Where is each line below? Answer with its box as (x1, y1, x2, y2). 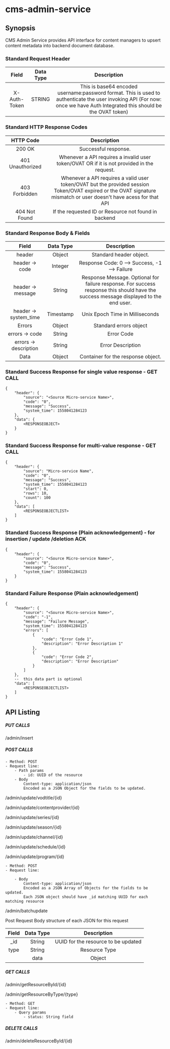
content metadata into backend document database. (5, 43, 115, 49)
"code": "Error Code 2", (41, 654, 94, 659)
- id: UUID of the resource (23, 772, 82, 778)
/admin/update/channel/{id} (5, 834, 63, 840)
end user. (109, 299, 132, 306)
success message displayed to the (79, 293, 162, 300)
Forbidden (13, 190, 38, 197)
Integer (52, 262, 69, 269)
